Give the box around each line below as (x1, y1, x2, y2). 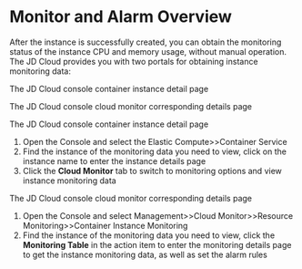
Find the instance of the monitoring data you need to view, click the (22, 230, 276, 241)
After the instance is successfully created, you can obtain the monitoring (9, 36, 282, 47)
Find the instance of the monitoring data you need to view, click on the (22, 146, 287, 157)
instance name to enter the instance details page (22, 155, 206, 166)
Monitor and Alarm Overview (9, 6, 232, 27)
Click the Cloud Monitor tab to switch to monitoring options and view (22, 165, 282, 176)
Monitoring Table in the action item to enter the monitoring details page (22, 239, 292, 250)
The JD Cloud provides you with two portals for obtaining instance (9, 56, 258, 67)
